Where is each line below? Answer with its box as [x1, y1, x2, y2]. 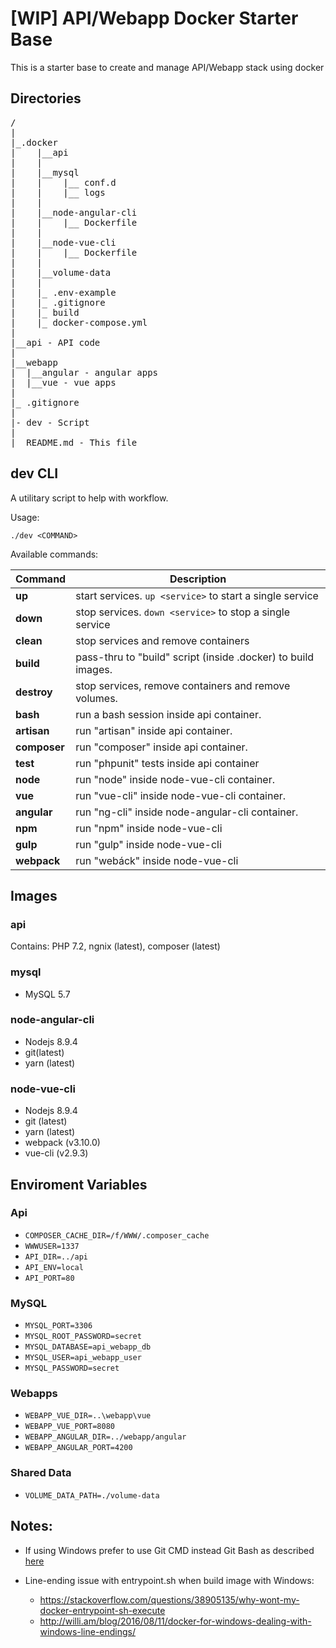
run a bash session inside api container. [75, 707, 262, 721]
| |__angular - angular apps [10, 367, 159, 378]
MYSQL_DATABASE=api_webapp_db [24, 1342, 152, 1352]
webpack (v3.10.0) [24, 1137, 101, 1149]
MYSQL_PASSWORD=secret [24, 1363, 120, 1374]
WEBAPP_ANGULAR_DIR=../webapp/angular [24, 1432, 187, 1442]
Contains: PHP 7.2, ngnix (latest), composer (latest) [10, 940, 221, 952]
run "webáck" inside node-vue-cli [75, 853, 239, 867]
